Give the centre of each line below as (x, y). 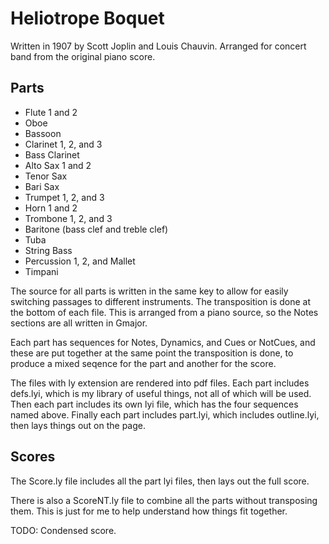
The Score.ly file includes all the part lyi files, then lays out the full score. (160, 481)
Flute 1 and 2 (51, 112)
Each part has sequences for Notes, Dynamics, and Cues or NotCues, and (163, 342)
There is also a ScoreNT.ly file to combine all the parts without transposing (164, 500)
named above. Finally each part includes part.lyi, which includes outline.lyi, (165, 414)
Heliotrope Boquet (87, 18)
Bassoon (43, 133)
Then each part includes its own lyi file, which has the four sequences (154, 404)
